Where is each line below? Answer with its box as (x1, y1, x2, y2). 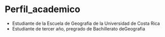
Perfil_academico (5, 4, 81, 15)
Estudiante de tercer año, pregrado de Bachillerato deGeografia (12, 25, 145, 31)
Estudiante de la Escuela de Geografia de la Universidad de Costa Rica (12, 20, 160, 26)
